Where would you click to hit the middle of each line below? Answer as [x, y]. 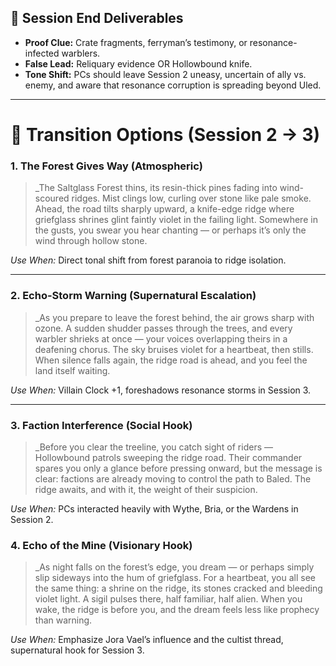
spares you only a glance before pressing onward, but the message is [178, 468]
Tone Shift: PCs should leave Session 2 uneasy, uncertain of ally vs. [165, 74]
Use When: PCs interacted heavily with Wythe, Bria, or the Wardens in [154, 508]
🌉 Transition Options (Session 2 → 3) [165, 135]
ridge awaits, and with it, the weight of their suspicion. [146, 489]
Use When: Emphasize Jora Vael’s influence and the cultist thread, [147, 640]
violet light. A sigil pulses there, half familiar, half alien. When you [168, 599]
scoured [52, 198]
